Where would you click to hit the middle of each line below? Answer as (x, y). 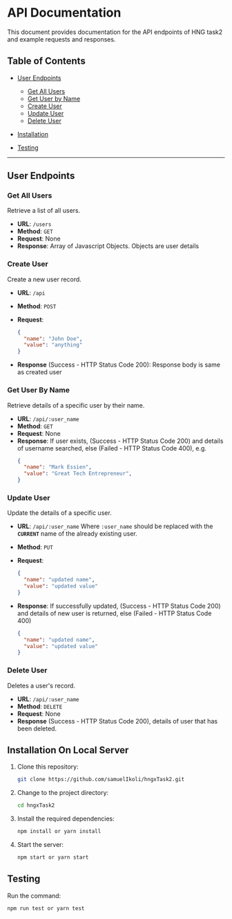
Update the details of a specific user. (59, 513)
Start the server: (40, 845)
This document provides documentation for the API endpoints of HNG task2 (115, 32)
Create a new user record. (44, 279)
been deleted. (37, 728)
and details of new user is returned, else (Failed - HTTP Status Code (114, 613)
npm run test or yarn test (46, 908)
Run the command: (34, 895)
